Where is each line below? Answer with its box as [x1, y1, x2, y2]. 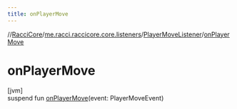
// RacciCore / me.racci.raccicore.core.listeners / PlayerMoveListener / [7, 30, 205, 38]
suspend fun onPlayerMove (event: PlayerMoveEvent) [7, 93, 164, 102]
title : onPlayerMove [7, 10, 69, 18]
